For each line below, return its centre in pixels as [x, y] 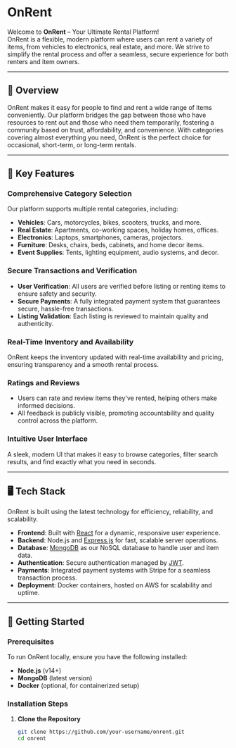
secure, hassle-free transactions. [65, 308]
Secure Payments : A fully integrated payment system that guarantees [119, 301]
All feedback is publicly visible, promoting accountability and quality [116, 413]
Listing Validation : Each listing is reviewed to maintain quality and [113, 316]
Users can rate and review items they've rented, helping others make [117, 398]
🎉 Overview [33, 91]
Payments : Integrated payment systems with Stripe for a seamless [114, 571]
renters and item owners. [44, 61]
